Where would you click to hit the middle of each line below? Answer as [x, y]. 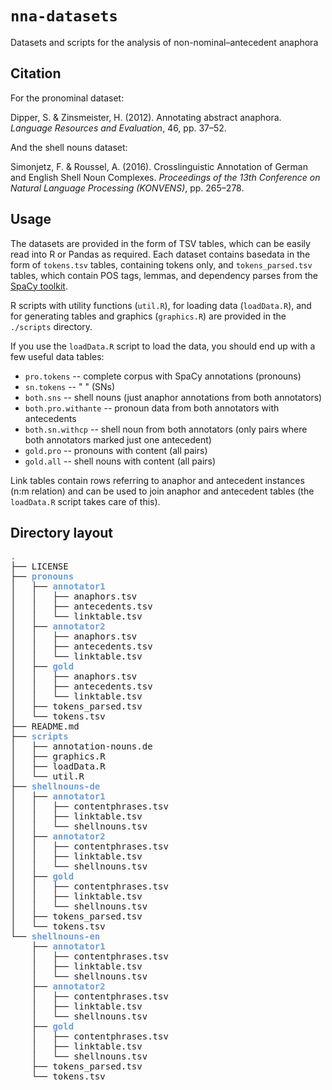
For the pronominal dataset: [67, 98]
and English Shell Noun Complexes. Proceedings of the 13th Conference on [165, 177]
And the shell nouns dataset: [69, 147]
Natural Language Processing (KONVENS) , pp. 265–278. [127, 188]
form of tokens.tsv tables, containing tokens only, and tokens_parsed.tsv [161, 264]
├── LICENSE [39, 566]
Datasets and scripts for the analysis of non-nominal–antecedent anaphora [164, 42]
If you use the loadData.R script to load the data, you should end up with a [163, 346]
